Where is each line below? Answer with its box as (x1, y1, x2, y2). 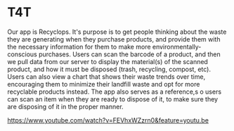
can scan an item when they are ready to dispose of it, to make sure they (7, 94, 219, 103)
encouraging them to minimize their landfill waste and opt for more (7, 80, 200, 88)
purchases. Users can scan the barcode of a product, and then (38, 50, 221, 58)
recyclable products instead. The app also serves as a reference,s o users (7, 87, 222, 96)
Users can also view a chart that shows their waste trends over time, (7, 72, 206, 81)
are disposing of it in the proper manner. (7, 102, 124, 111)
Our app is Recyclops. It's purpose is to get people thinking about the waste (7, 27, 227, 36)
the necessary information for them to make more (7, 42, 151, 51)
